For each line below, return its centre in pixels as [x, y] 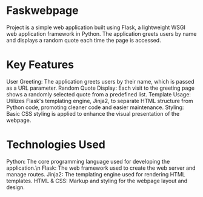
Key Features [40, 65]
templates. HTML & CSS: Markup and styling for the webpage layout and [97, 181]
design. [16, 187]
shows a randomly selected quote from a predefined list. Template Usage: [98, 94]
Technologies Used [56, 145]
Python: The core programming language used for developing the [88, 161]
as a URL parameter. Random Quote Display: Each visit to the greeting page [101, 88]
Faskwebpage [42, 11]
